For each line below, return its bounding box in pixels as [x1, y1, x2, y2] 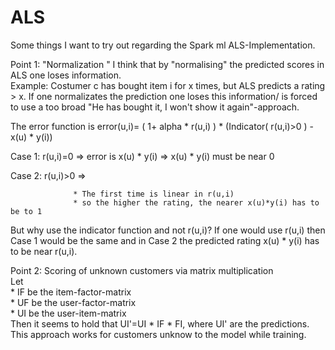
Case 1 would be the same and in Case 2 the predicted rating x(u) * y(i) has [10, 234, 320, 246]
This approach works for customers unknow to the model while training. [10, 328, 307, 340]
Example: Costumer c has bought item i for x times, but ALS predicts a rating [10, 79, 326, 91]
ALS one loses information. [10, 69, 122, 81]
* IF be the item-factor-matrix [10, 286, 132, 298]
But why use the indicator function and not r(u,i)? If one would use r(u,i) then [10, 224, 326, 236]
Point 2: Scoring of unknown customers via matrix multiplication [10, 264, 274, 276]
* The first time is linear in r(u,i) [73, 189, 235, 199]
